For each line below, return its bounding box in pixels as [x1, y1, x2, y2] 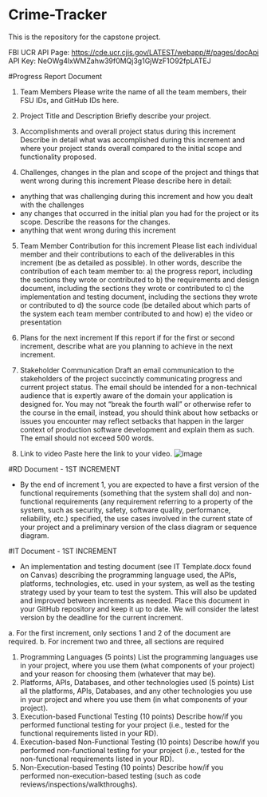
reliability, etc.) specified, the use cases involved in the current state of [19, 513, 253, 523]
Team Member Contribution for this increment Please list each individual [19, 241, 257, 250]
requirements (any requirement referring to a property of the [54, 496, 253, 506]
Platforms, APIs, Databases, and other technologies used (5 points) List [19, 677, 254, 687]
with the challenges [19, 200, 84, 209]
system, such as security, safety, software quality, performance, [19, 505, 231, 515]
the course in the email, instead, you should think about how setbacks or [19, 408, 259, 417]
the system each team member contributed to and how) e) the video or [19, 309, 253, 318]
